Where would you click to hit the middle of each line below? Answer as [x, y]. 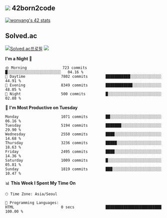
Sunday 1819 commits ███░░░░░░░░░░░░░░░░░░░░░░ [83, 169]
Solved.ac [21, 36]
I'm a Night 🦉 [19, 58]
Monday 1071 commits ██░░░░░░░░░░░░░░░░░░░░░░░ [83, 117]
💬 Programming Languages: [32, 203]
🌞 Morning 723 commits [46, 68]
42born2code [34, 8]
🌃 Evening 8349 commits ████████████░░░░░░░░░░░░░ [83, 85]
